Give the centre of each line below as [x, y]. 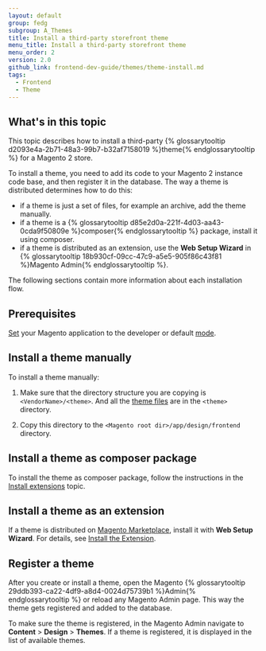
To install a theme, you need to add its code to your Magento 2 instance [126, 173]
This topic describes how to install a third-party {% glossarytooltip [117, 141]
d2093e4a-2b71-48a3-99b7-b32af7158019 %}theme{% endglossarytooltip [132, 150]
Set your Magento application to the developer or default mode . [112, 333]
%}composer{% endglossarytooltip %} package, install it [164, 231]
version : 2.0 [30, 60]
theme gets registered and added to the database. [90, 608]
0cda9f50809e [44, 231]
